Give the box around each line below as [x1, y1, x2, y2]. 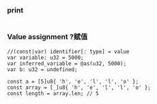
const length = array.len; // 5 [7, 90, 99, 97]
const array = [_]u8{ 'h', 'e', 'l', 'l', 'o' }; [7, 84, 152, 91]
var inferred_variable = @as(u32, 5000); [7, 60, 127, 67]
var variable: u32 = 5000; [7, 54, 84, 61]
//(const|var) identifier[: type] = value [7, 48, 130, 55]
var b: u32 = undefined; [7, 66, 78, 73]
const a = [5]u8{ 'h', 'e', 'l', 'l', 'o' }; [7, 78, 139, 85]
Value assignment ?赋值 [7, 32, 88, 42]
